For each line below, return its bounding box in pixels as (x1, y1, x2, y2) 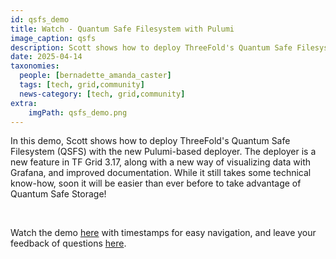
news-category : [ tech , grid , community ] (19, 89, 186, 99)
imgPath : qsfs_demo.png (28, 107, 128, 118)
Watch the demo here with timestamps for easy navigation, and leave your (10, 227, 317, 239)
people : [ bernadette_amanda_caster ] (19, 71, 172, 81)
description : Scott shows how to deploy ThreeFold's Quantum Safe (10, 42, 293, 53)
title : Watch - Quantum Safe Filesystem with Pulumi (10, 24, 235, 34)
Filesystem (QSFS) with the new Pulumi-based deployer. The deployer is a (10, 146, 317, 158)
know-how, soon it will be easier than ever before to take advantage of (10, 177, 302, 190)
